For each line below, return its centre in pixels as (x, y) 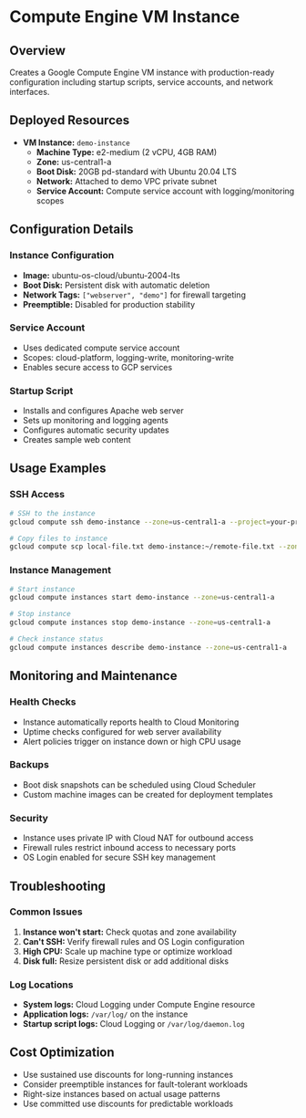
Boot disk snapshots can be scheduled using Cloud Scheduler (139, 784)
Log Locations (41, 985)
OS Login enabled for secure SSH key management (119, 857)
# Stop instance (40, 614)
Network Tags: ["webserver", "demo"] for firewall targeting (134, 295)
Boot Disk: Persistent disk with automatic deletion (116, 285)
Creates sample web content (76, 440)
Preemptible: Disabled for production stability (109, 304)
